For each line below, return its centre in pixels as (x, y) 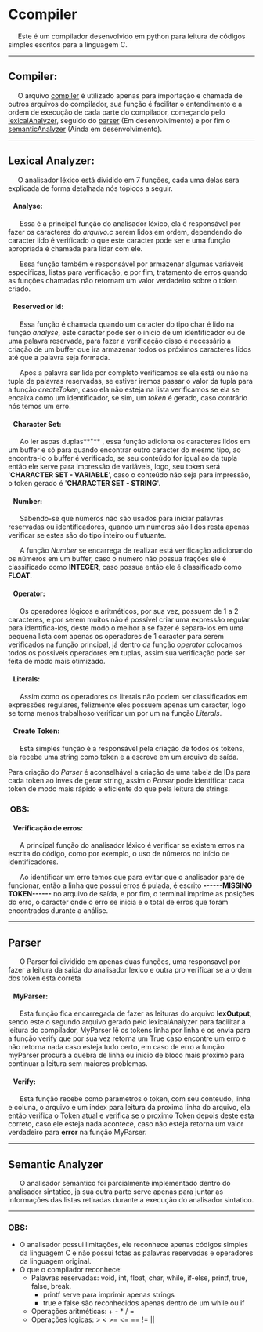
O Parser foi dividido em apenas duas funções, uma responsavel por (130, 961)
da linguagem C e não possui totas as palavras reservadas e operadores (136, 1253)
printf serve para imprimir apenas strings (108, 1295)
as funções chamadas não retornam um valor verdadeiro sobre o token (122, 280)
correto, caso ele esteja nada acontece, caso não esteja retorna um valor (126, 1124)
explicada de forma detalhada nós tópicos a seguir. (91, 188)
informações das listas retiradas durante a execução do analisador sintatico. (131, 1200)
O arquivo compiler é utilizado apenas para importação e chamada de (130, 95)
